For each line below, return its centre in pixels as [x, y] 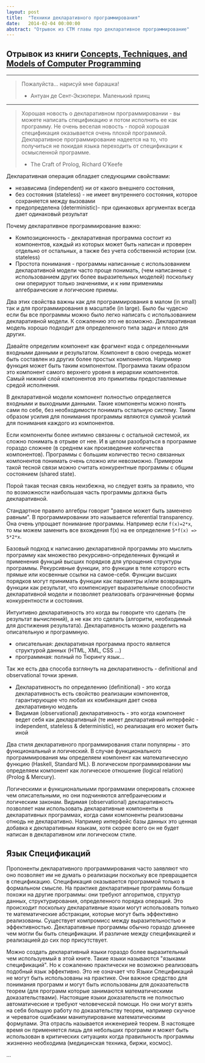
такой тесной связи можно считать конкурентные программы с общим [100, 468]
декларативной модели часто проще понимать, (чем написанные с [103, 271]
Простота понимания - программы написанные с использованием [103, 264]
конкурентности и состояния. [45, 601]
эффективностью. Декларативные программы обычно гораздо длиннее [101, 927]
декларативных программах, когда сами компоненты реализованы [95, 815]
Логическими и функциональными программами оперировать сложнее [101, 789]
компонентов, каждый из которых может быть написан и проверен [103, 244]
